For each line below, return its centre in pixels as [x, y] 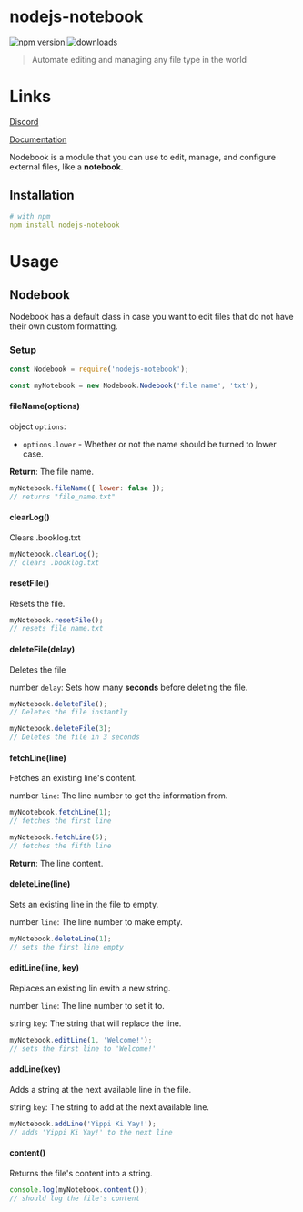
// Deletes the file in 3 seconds [75, 737]
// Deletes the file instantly [69, 713]
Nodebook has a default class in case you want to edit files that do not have [151, 317]
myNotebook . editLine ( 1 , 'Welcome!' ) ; [81, 1040]
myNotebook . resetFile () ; [56, 620]
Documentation [38, 139]
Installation [42, 195]
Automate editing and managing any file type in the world [139, 59]
